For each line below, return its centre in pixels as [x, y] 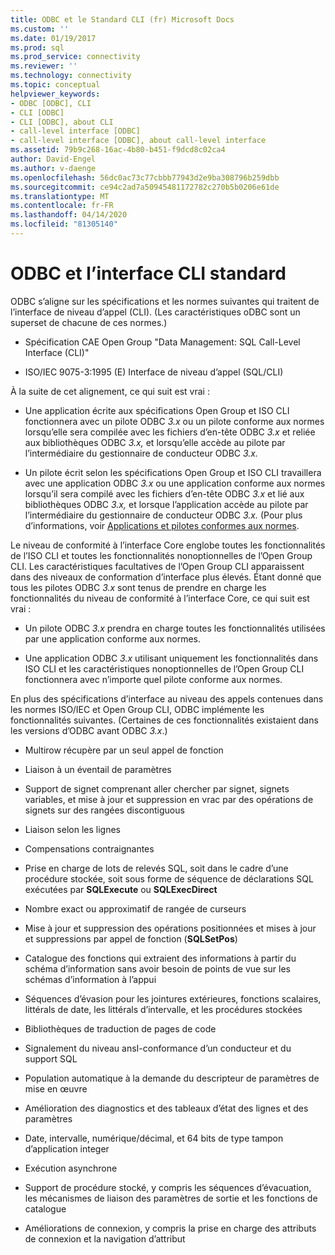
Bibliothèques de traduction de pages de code [120, 1028]
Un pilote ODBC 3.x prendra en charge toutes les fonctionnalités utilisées [175, 628]
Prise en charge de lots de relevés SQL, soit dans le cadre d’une [156, 868]
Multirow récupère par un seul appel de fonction [124, 750]
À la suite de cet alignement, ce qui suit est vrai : [110, 391]
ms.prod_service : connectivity [75, 57]
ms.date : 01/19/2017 [53, 38]
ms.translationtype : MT [60, 196]
